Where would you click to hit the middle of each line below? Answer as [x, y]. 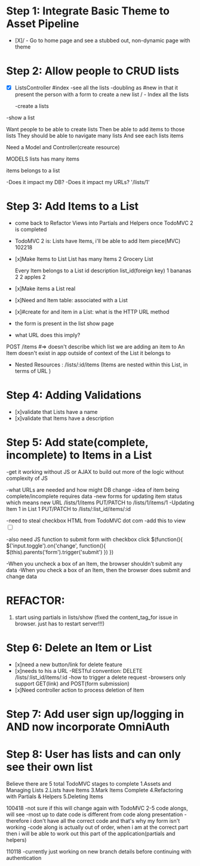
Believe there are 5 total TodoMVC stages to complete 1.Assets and [89, 783]
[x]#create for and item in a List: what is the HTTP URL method [92, 312]
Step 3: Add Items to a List [73, 207]
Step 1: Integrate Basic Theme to [88, 11]
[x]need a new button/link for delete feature [68, 664]
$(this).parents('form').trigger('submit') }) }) [60, 552]
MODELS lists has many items [43, 159]
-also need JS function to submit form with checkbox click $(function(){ [95, 539]
